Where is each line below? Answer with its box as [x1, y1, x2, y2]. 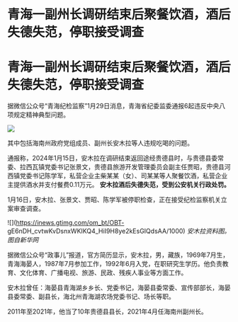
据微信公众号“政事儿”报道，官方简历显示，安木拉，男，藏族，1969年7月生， [7, 251, 229, 259]
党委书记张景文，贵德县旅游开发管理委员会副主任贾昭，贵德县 [44, 163, 225, 171]
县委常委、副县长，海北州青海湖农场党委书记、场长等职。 [7, 292, 175, 301]
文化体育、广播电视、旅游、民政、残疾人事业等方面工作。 [19, 268, 188, 277]
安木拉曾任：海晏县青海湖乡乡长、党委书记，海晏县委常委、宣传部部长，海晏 [7, 284, 231, 292]
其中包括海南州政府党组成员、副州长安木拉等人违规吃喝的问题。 [7, 139, 193, 147]
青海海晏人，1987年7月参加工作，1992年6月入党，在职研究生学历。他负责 [7, 260, 223, 268]
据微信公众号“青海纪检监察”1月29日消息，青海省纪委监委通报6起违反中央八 [7, 102, 225, 110]
